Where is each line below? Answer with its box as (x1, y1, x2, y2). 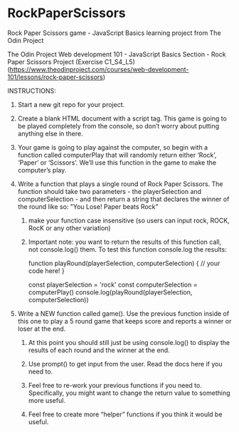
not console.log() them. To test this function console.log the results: (28, 245, 227, 254)
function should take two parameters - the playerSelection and (17, 187, 201, 195)
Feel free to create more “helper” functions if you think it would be (28, 410, 223, 418)
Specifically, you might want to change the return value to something (28, 389, 230, 397)
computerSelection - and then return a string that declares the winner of (17, 195, 230, 203)
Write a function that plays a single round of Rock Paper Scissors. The (17, 180, 223, 188)
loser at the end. (17, 324, 66, 333)
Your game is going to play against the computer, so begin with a (17, 143, 208, 151)
